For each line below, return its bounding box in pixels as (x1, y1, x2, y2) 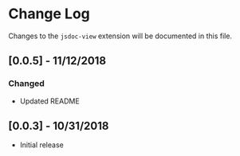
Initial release (19, 140, 64, 150)
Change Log (8, 5, 90, 23)
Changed (8, 78, 45, 89)
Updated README (19, 96, 80, 106)
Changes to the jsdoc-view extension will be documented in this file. (8, 31, 233, 41)
